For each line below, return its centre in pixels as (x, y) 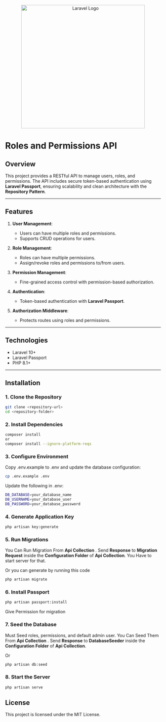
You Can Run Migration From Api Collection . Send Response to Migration (81, 550)
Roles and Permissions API (61, 146)
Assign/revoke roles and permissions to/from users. (72, 263)
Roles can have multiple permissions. (57, 257)
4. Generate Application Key (40, 517)
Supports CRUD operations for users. (58, 238)
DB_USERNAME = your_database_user (38, 500)
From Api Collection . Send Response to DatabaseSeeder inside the (75, 641)
